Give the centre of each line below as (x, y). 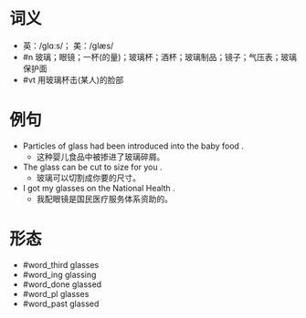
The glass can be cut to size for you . (92, 167)
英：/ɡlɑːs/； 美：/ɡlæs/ (68, 46)
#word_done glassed (62, 284)
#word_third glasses (61, 264)
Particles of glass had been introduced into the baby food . (133, 146)
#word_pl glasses (56, 293)
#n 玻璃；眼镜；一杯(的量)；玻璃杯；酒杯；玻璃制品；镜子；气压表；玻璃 (160, 56)
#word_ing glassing (59, 274)
